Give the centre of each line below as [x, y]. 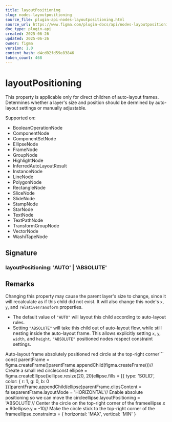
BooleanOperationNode [38, 128]
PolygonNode [27, 182]
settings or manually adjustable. [53, 108]
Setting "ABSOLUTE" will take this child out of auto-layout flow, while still [87, 328]
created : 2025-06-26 [27, 34]
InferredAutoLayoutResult [40, 166]
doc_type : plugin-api [28, 29]
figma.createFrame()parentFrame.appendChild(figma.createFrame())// [79, 365]
